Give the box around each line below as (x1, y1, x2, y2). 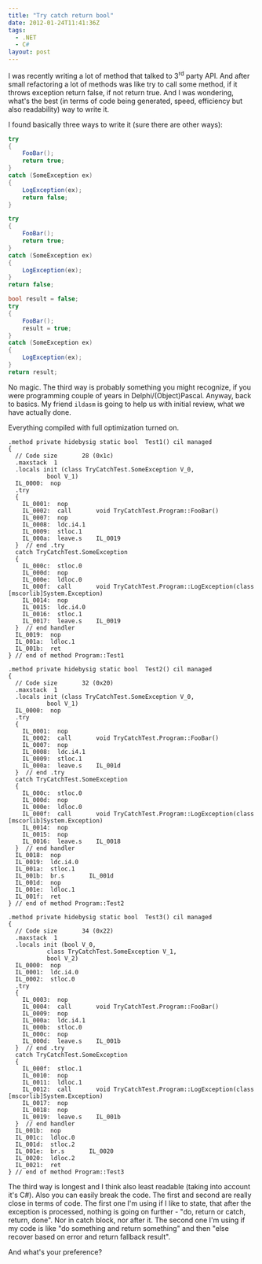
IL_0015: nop (22, 830, 68, 838)
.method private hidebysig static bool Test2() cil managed (8, 665, 213, 673)
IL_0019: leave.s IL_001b (22, 1113, 122, 1121)
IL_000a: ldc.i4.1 (22, 1016, 86, 1024)
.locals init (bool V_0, (15, 941, 96, 948)
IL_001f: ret (15, 893, 61, 900)
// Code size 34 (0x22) (15, 926, 114, 935)
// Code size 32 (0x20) (15, 678, 114, 687)
